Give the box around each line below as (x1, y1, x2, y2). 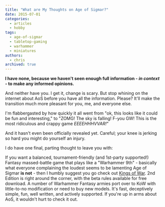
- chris (9, 58, 26, 62)
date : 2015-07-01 (5, 12, 41, 17)
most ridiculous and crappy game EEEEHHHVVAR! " (5, 121, 109, 127)
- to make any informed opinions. (5, 81, 75, 87)
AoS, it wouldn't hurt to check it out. (5, 196, 78, 202)
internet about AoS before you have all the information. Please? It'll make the (5, 95, 160, 101)
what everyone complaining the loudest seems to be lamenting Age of (5, 165, 147, 171)
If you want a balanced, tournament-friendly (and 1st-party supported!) (5, 154, 149, 160)
